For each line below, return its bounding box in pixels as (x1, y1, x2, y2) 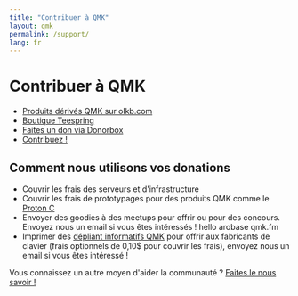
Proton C (21, 202, 55, 213)
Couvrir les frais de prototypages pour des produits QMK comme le (21, 193, 270, 203)
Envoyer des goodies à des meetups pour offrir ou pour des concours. (21, 212, 280, 223)
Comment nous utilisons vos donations (9, 160, 231, 175)
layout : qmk (9, 21, 53, 30)
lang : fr (9, 37, 42, 47)
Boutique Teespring (21, 115, 95, 126)
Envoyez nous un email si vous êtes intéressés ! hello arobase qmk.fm (21, 222, 278, 232)
